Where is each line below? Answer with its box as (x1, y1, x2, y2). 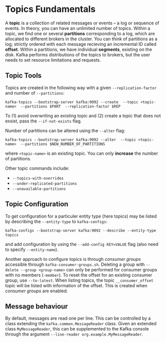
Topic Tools (5, 71, 42, 80)
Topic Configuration (5, 200, 68, 209)
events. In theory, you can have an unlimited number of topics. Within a (5, 25, 150, 31)
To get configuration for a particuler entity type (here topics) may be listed (5, 213, 157, 219)
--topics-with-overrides (12, 176, 64, 181)
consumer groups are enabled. (5, 288, 68, 294)
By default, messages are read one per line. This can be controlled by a (5, 315, 151, 322)
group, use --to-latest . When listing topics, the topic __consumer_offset (5, 277, 154, 283)
